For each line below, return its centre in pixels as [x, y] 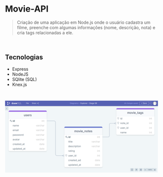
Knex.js [19, 84]
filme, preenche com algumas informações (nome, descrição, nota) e [86, 27]
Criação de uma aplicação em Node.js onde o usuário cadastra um [83, 22]
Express [20, 69]
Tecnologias [24, 57]
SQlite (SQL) [24, 79]
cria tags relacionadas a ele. [45, 32]
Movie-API [27, 9]
